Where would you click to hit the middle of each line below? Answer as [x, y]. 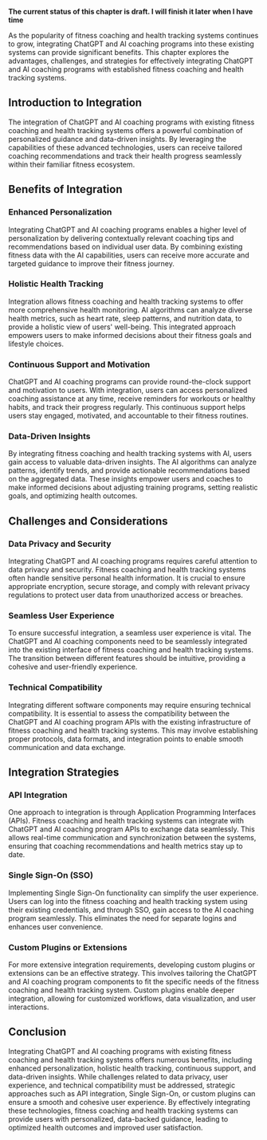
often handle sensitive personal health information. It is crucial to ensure [127, 578]
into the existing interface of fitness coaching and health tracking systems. [131, 650]
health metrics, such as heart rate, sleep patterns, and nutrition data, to [125, 318]
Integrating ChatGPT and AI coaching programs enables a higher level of [128, 230]
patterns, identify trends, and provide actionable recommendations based [129, 470]
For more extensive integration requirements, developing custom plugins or [132, 965]
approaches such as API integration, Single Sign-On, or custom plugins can [132, 1093]
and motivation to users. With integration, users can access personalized [128, 391]
